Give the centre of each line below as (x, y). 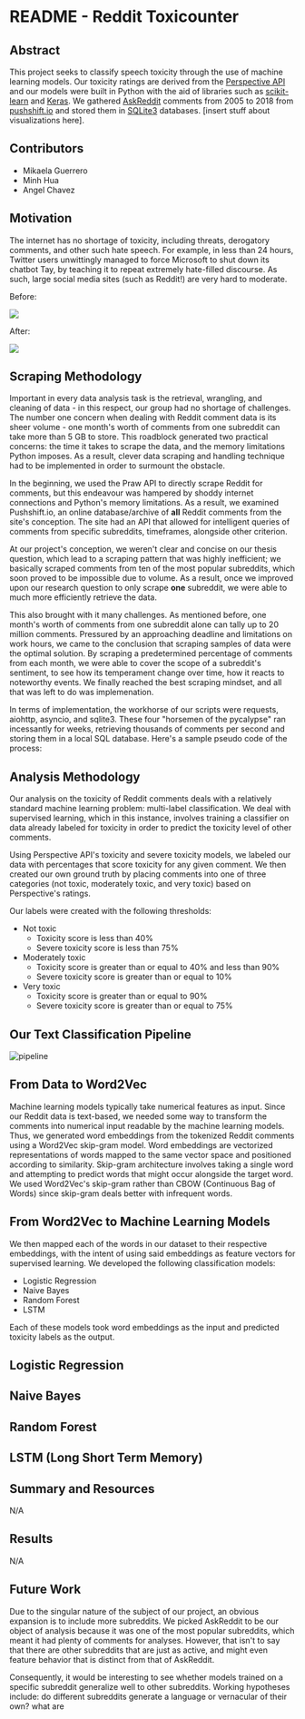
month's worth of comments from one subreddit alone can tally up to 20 (144, 624)
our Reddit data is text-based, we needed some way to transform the (138, 1116)
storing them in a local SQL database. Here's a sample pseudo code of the (148, 739)
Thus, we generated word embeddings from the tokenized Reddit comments (152, 1135)
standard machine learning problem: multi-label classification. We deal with (150, 809)
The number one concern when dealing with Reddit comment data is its (143, 417)
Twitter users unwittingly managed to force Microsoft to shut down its (139, 260)
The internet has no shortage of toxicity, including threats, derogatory (140, 240)
